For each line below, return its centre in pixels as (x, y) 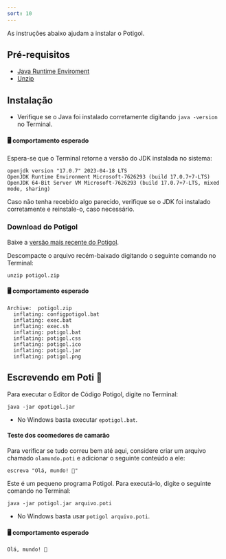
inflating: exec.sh (41, 326)
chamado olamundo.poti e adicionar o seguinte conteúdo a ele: (96, 458)
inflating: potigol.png (47, 356)
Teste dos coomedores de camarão (58, 436)
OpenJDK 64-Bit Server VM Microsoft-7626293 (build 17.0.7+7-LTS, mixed (113, 183)
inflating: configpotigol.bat (56, 314)
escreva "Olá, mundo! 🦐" (43, 470)
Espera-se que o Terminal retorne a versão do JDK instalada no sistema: (110, 159)
